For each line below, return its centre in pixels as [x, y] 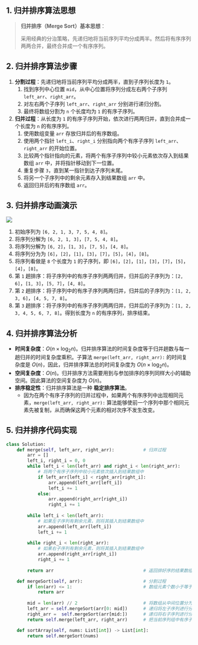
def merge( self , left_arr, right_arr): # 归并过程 [92, 450]
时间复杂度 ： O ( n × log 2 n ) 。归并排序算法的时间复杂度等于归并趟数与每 [99, 349]
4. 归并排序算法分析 [42, 333]
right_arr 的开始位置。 [52, 148]
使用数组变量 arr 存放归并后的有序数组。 [73, 133]
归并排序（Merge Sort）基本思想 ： [63, 26]
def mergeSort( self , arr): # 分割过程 [92, 581]
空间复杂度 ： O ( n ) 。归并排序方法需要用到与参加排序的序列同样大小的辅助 [103, 373]
